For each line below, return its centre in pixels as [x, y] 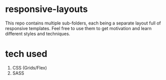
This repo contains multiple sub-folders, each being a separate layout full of [83, 23]
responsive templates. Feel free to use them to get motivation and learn [79, 28]
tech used [26, 54]
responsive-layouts [47, 9]
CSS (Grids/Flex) [30, 67]
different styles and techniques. [38, 33]
